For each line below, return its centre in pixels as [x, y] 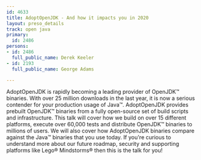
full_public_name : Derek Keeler [53, 58]
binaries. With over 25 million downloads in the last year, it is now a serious [101, 98]
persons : [17, 47]
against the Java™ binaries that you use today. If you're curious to [89, 137]
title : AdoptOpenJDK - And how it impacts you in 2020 [78, 18]
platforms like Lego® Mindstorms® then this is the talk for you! [85, 150]
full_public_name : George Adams [53, 69]
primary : [17, 35]
